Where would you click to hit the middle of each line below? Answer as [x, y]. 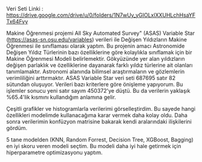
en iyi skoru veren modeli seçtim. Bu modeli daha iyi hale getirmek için [94, 146]
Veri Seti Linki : [25, 9]
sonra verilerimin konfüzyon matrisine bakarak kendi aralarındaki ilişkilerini [99, 122]
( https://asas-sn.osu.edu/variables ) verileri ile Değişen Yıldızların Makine [97, 39]
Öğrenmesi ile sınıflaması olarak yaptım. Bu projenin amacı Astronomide [96, 46]
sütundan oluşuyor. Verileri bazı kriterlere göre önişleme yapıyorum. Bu [95, 84]
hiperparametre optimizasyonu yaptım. [54, 152]
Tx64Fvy [17, 21]
